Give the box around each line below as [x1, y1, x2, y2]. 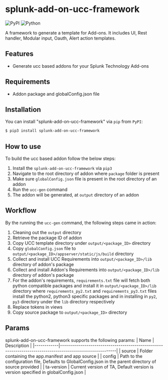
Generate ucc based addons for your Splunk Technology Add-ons [12, 63, 149, 69]
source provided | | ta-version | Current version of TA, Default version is [5, 363, 154, 369]
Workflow [5, 207, 37, 215]
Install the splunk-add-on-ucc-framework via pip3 [12, 165, 112, 171]
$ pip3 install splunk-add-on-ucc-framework [5, 128, 100, 133]
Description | [5, 342, 32, 348]
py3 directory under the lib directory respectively [12, 298, 115, 304]
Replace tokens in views [12, 304, 63, 310]
